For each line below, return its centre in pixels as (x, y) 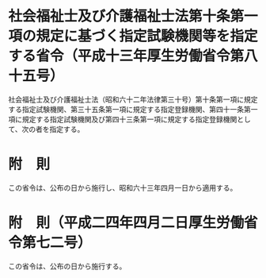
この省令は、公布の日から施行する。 (67, 266)
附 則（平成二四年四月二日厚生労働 (126, 223)
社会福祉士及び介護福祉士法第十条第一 (133, 16)
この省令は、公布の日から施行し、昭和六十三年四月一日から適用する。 (123, 187)
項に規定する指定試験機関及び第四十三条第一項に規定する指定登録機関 (123, 119)
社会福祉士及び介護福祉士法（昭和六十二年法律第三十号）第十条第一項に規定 (133, 99)
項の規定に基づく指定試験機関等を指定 (133, 36)
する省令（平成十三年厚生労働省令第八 (133, 56)
